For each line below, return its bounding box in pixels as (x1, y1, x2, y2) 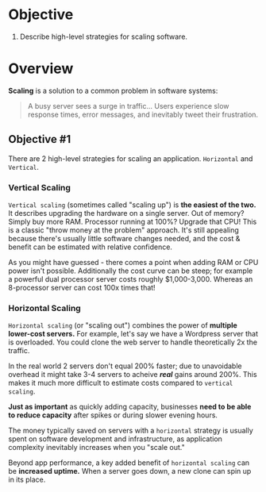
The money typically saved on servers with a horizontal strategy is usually (8, 426, 254, 436)
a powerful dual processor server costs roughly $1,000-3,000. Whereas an (8, 274, 253, 283)
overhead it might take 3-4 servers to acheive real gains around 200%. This (8, 370, 257, 379)
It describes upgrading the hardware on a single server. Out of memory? (8, 208, 245, 217)
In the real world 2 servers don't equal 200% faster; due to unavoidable (8, 361, 242, 371)
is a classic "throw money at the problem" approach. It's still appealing (8, 225, 240, 235)
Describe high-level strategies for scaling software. (19, 32, 188, 41)
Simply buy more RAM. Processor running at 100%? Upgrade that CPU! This (8, 217, 257, 226)
